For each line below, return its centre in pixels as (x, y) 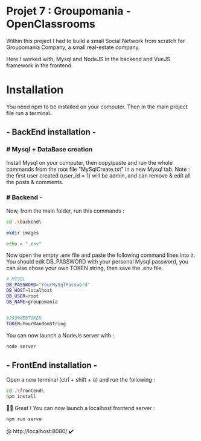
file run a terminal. (29, 113)
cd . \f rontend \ (25, 391)
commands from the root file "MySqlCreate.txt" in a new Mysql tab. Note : (98, 169)
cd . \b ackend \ (24, 222)
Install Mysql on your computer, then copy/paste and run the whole (90, 162)
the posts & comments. (35, 182)
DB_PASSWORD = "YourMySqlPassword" (48, 285)
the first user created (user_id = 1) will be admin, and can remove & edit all (98, 175)
